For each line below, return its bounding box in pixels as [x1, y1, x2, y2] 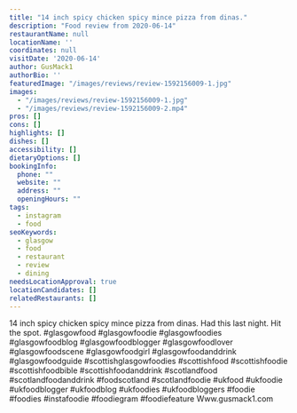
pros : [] [9, 112, 42, 121]
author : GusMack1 [9, 63, 74, 72]
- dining [17, 269, 50, 278]
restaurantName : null [9, 29, 90, 38]
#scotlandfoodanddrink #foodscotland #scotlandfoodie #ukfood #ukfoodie [9, 375, 284, 385]
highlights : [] [9, 129, 66, 138]
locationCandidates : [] [9, 285, 98, 294]
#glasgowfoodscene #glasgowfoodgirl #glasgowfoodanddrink [9, 346, 237, 357]
